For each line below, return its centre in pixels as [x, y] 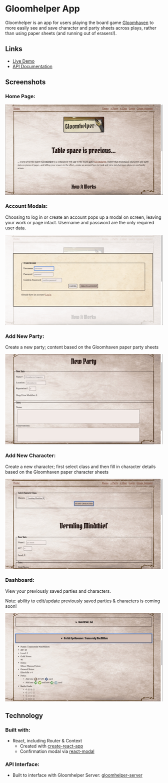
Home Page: [20, 97]
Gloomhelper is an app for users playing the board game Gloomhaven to [79, 23]
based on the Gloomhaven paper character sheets [57, 472]
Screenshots [25, 82]
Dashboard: [20, 580]
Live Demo [23, 61]
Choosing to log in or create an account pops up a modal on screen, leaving [83, 217]
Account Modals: [26, 206]
